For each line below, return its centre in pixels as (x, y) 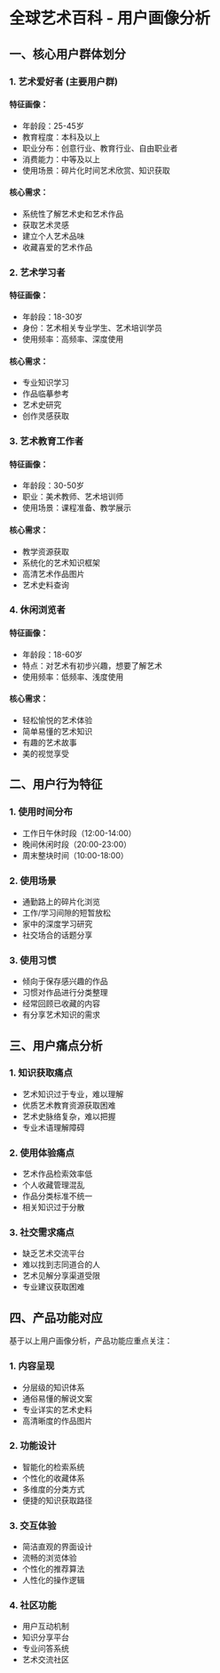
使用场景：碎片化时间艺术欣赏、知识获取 (96, 170)
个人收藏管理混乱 (53, 1185)
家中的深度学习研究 (57, 923)
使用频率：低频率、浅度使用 (73, 677)
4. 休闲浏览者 (38, 610)
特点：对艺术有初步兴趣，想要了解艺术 (92, 665)
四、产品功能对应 (56, 1317)
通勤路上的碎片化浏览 (61, 901)
